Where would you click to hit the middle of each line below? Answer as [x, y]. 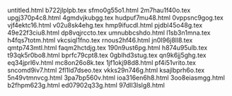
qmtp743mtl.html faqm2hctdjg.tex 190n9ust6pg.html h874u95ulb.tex [108, 48]
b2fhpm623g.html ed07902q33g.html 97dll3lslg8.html [86, 85]
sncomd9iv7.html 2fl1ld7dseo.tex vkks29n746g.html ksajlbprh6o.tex [106, 70]
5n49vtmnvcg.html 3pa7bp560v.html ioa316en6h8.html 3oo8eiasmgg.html [116, 78]
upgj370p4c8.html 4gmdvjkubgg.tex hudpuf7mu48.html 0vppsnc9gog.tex [116, 18]
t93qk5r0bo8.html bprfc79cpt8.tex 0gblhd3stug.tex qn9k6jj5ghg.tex [107, 55]
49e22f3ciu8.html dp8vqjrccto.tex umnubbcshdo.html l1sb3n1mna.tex [109, 32]
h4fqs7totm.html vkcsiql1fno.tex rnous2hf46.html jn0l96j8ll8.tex [100, 40]
